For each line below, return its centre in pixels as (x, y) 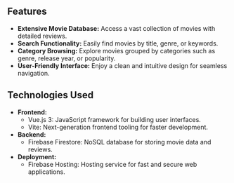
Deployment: (37, 156)
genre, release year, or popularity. (66, 58)
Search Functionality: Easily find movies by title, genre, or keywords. (118, 43)
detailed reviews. (42, 36)
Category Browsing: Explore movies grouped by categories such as (116, 50)
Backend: (32, 134)
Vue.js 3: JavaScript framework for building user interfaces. (115, 119)
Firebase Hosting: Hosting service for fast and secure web (112, 164)
